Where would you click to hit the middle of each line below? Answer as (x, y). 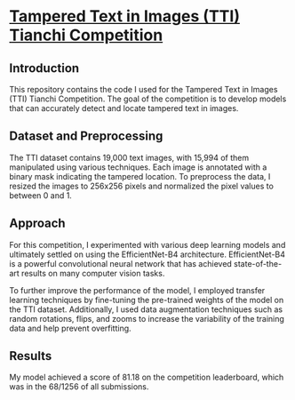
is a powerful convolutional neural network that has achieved (121, 263)
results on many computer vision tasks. (93, 273)
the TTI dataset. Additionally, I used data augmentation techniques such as (146, 309)
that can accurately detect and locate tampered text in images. (124, 108)
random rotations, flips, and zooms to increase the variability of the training (147, 318)
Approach (37, 224)
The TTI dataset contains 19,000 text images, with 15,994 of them (129, 157)
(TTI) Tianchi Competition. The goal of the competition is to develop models (148, 99)
